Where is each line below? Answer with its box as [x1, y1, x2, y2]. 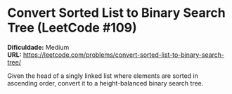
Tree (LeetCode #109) [7, 20, 137, 36]
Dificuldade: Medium [7, 43, 70, 51]
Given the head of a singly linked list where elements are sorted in [7, 72, 198, 80]
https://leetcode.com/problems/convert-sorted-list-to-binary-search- [22, 51, 225, 59]
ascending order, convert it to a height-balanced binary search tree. [7, 79, 204, 87]
